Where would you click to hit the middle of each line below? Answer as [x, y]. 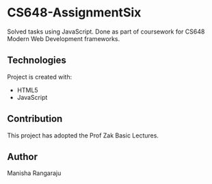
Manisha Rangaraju [34, 173]
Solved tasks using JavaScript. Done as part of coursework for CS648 [106, 31]
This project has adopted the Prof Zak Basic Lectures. [83, 135]
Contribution [35, 119]
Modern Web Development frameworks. [64, 38]
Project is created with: [40, 77]
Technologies [37, 61]
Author [22, 156]
